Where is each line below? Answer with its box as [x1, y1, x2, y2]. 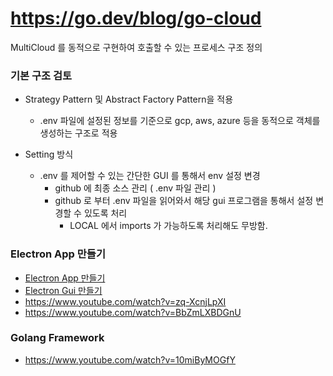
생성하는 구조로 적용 [39, 127, 118, 139]
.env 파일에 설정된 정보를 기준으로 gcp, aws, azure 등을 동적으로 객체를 [39, 115, 321, 127]
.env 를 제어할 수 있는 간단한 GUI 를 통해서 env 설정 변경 [39, 170, 261, 182]
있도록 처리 [83, 207, 128, 219]
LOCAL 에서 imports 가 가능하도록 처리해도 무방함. [69, 220, 268, 232]
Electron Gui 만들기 [24, 284, 103, 296]
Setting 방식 [24, 148, 74, 161]
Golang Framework [10, 331, 105, 345]
